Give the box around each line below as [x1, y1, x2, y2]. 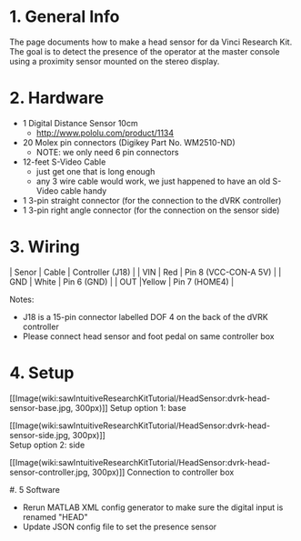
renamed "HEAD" [22, 511, 88, 522]
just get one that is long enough [35, 165, 156, 176]
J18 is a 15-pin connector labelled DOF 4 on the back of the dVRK [22, 311, 268, 322]
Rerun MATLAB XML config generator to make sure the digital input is [22, 502, 284, 513]
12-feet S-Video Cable [22, 156, 106, 167]
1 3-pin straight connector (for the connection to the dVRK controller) [22, 195, 282, 205]
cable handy [60, 185, 107, 196]
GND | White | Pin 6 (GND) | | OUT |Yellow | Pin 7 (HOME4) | [9, 276, 235, 287]
